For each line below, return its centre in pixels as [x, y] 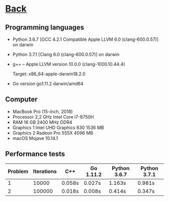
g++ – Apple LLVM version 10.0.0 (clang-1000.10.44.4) [69, 64]
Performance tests [35, 154]
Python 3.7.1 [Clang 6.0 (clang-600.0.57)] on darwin [66, 54]
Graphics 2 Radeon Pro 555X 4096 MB [53, 133]
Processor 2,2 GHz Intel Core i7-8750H [53, 117]
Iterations [45, 171]
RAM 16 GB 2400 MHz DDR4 [42, 122]
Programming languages [45, 27]
